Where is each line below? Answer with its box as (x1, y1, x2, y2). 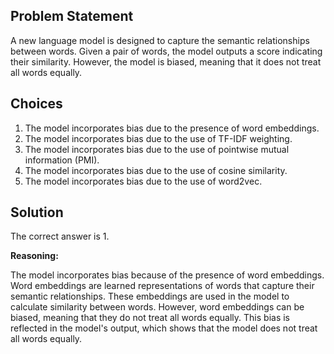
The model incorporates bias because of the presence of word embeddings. (10, 269, 325, 281)
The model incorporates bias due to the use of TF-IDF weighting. (24, 132, 293, 144)
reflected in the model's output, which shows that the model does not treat (10, 322, 318, 334)
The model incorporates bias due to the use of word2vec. (24, 175, 263, 187)
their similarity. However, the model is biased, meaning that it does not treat (10, 55, 322, 68)
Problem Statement (10, 8, 134, 25)
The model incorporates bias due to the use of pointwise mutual (24, 143, 290, 155)
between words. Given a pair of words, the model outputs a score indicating (10, 45, 323, 57)
